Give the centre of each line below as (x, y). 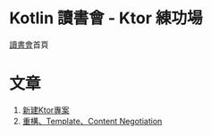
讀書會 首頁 (29, 44)
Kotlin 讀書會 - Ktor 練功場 (106, 18)
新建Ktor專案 (46, 110)
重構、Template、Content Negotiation (92, 121)
